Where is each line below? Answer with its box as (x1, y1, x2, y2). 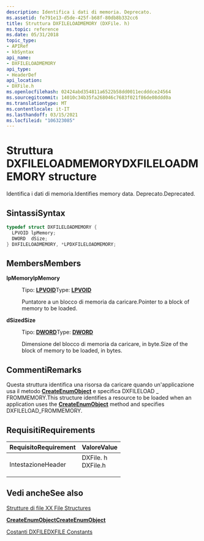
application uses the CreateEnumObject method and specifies (6, 401, 165, 408)
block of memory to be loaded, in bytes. (21, 347, 123, 355)
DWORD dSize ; (12, 236, 48, 242)
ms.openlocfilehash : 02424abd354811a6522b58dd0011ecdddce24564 (6, 89, 172, 95)
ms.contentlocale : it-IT (6, 106, 70, 112)
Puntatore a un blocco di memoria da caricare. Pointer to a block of (21, 298, 190, 305)
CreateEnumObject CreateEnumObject (6, 516, 106, 523)
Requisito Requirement (9, 443, 76, 451)
